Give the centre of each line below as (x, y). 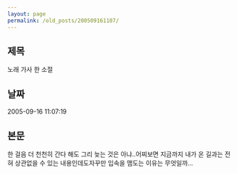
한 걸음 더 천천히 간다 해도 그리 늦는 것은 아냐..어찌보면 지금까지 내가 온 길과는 (115, 154)
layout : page (27, 14)
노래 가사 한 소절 (30, 70)
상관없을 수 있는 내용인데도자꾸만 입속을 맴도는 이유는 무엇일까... (104, 163)
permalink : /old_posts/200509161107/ (63, 21)
